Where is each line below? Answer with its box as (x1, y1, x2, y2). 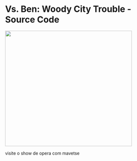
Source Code (5, 14, 60, 25)
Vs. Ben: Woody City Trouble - (5, 3, 132, 15)
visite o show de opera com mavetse (5, 150, 80, 156)
